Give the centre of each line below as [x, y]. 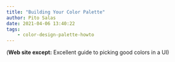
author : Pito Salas [31, 18]
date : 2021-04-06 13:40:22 [41, 23]
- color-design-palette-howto [56, 35]
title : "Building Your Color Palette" [56, 12]
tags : [13, 29]
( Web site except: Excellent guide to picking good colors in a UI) [88, 52]
